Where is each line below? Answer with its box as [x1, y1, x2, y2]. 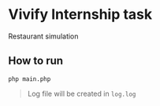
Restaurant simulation [8, 31, 79, 41]
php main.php [8, 75, 51, 83]
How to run [8, 54, 64, 68]
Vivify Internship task [8, 5, 153, 24]
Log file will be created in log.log [27, 89, 136, 98]
